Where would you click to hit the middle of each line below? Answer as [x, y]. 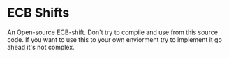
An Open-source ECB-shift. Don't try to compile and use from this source [113, 32]
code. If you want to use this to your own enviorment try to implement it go [114, 39]
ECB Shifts [38, 13]
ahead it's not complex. [41, 47]
